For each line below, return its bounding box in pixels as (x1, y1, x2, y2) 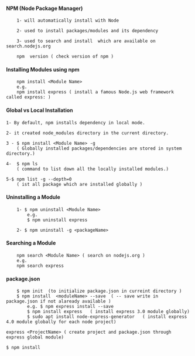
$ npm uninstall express (27, 217, 88, 223)
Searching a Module (6, 239, 56, 246)
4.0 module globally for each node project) (6, 319, 117, 325)
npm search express (16, 263, 64, 269)
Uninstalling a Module (6, 194, 60, 201)
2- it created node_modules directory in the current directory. (6, 130, 169, 136)
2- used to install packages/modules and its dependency (16, 28, 159, 34)
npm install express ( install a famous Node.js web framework (16, 89, 175, 95)
